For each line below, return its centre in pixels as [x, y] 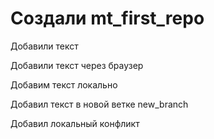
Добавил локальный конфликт [75, 123]
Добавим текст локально [64, 84]
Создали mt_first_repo [107, 18]
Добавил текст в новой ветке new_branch [99, 104]
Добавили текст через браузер [77, 65]
